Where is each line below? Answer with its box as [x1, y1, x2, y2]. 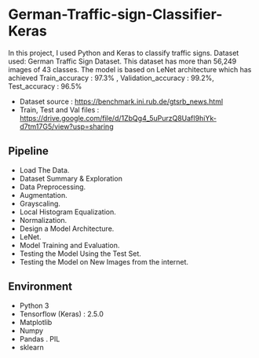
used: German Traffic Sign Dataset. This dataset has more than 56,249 [8, 57, 237, 66]
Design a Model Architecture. [19, 224, 115, 233]
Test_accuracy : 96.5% [8, 81, 82, 91]
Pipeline [8, 144, 49, 158]
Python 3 [19, 301, 49, 310]
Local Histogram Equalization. [19, 206, 116, 217]
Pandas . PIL [19, 334, 60, 343]
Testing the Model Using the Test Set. [19, 249, 141, 258]
